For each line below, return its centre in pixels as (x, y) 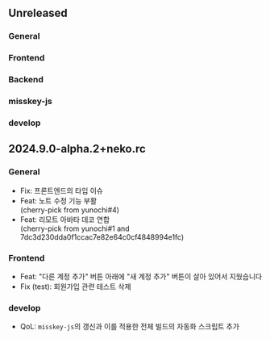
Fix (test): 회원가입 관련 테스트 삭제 (75, 287)
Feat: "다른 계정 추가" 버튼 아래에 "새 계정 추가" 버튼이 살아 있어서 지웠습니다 (141, 276)
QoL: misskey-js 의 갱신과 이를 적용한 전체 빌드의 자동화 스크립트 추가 (130, 327)
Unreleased (38, 13)
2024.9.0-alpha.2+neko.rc (77, 149)
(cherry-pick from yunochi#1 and (75, 228)
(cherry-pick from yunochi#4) (69, 210)
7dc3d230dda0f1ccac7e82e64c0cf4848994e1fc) (102, 236)
